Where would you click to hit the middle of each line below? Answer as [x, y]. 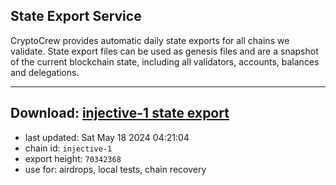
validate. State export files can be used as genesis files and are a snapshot [164, 51]
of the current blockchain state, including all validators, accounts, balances [165, 61]
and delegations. [45, 72]
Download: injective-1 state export [120, 113]
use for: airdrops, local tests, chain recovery [115, 169]
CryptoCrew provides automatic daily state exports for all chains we [150, 40]
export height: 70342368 [73, 158]
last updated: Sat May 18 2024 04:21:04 [107, 137]
